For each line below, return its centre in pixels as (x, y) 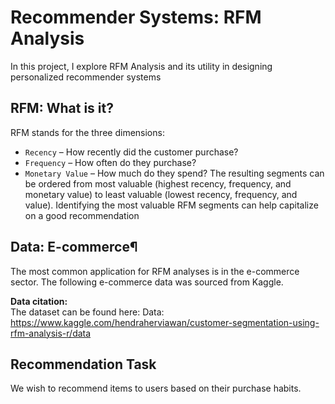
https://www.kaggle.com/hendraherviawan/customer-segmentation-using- (165, 322)
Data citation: (39, 301)
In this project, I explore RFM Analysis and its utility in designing (141, 66)
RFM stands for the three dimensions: (87, 132)
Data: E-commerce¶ (74, 247)
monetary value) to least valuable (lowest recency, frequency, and (161, 194)
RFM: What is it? (62, 108)
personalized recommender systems (86, 77)
